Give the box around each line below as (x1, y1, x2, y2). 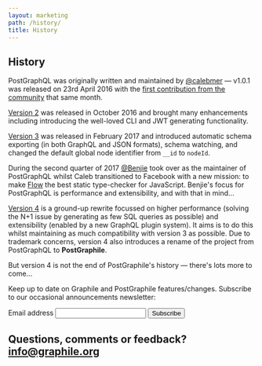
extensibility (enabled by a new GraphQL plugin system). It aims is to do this (8, 221, 253, 230)
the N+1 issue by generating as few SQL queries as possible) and (8, 212, 219, 221)
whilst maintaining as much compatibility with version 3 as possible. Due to (8, 229, 251, 238)
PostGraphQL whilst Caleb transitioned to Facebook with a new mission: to (8, 172, 249, 181)
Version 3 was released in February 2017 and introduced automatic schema (8, 131, 253, 141)
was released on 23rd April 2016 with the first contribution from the (8, 84, 226, 94)
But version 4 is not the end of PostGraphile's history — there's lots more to (8, 261, 253, 270)
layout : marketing (8, 11, 68, 20)
